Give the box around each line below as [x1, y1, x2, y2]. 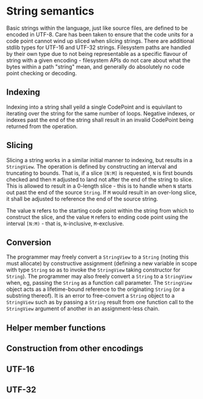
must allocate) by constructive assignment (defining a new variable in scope [6, 260, 198, 267]
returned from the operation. [6, 123, 78, 130]
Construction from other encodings [6, 343, 144, 353]
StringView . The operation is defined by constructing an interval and [6, 163, 177, 170]
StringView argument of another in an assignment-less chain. [6, 305, 160, 312]
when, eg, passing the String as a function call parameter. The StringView [6, 279, 193, 287]
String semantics [6, 4, 95, 18]
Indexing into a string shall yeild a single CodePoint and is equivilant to [6, 103, 182, 111]
